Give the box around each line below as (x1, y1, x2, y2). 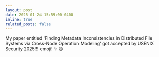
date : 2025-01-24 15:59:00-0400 (5, 12, 73, 17)
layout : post (5, 7, 33, 13)
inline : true (5, 17, 33, 22)
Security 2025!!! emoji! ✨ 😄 (5, 46, 63, 52)
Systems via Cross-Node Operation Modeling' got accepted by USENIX (5, 41, 154, 47)
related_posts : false (5, 21, 51, 27)
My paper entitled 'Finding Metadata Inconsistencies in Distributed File (5, 35, 153, 41)
